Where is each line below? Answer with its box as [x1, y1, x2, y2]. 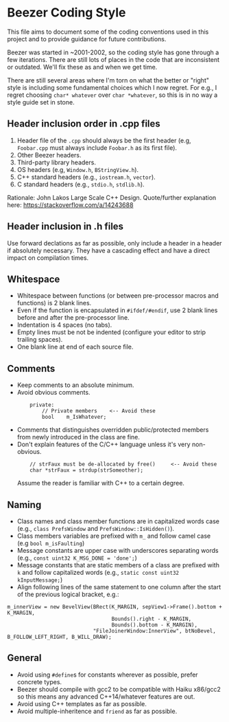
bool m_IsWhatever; [42, 414, 107, 421]
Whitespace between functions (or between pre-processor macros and [16, 292, 219, 300]
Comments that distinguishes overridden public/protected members [16, 426, 209, 434]
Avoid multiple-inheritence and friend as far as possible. [16, 707, 178, 715]
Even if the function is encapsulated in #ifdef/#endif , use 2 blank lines [16, 306, 218, 314]
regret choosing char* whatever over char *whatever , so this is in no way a [7, 91, 218, 99]
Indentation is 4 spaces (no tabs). [16, 321, 112, 329]
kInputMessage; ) [16, 576, 63, 584]
